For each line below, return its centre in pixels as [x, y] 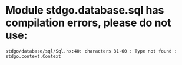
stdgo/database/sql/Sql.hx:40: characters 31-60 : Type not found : [91, 51]
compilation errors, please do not [88, 23]
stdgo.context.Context [33, 56]
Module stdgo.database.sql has [85, 10]
